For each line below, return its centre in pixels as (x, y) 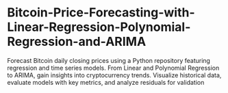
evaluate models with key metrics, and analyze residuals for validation (106, 82)
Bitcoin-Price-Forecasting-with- (101, 13)
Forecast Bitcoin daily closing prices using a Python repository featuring (109, 60)
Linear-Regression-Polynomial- (99, 27)
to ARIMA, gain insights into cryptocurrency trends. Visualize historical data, (114, 75)
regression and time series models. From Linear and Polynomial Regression (113, 68)
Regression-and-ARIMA (77, 42)
